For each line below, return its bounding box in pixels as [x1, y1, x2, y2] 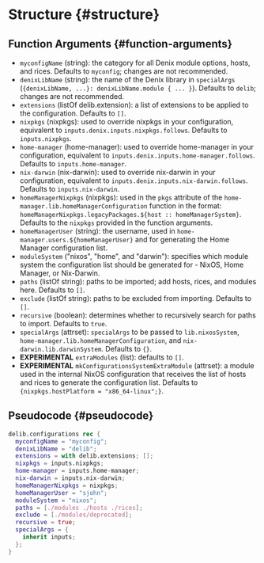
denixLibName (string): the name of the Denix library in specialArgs [19, 75, 236, 84]
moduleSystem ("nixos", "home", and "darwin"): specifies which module [19, 252, 249, 261]
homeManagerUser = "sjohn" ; [15, 489, 108, 496]
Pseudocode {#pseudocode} [8, 409, 154, 423]
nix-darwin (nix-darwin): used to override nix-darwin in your [19, 168, 216, 177]
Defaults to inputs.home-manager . [19, 159, 127, 168]
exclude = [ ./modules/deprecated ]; [15, 511, 133, 519]
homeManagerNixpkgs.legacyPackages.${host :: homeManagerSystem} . [19, 210, 242, 219]
